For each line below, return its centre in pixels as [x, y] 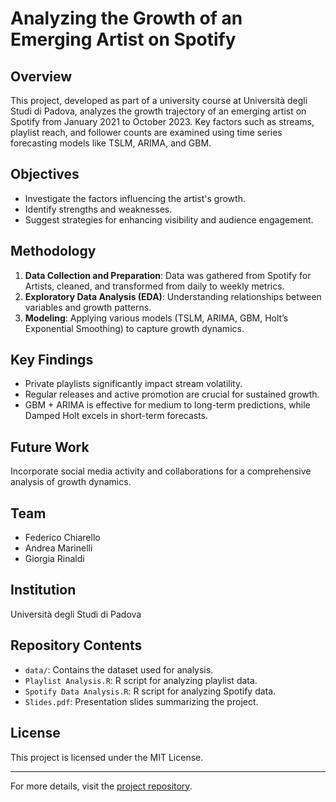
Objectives [45, 174]
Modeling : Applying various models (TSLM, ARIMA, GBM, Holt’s [156, 318]
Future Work [50, 447]
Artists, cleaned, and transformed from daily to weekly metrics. [154, 286]
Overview [41, 76]
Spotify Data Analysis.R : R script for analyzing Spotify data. [150, 691]
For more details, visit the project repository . [101, 786]
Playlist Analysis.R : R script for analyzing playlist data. [141, 680]
